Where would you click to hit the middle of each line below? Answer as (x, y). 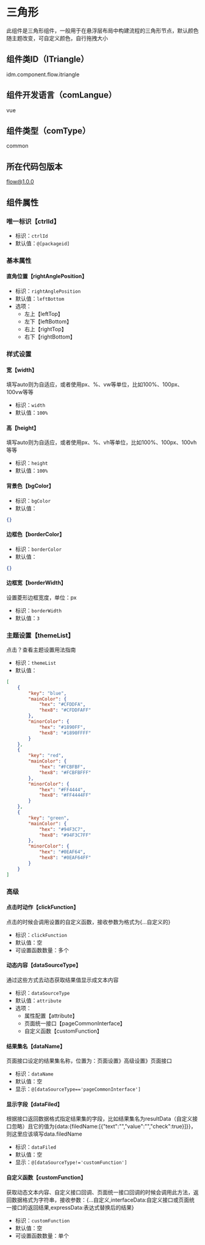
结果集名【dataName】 (36, 1046)
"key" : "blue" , (48, 693)
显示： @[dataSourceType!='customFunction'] (71, 1162)
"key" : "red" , (46, 756)
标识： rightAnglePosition (48, 291)
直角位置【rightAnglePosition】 (47, 276)
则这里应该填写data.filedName (44, 1134)
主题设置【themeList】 (40, 635)
